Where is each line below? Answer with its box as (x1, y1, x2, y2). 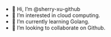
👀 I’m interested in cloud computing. (11, 12, 100, 19)
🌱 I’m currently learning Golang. (11, 18, 90, 25)
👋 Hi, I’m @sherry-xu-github (11, 6, 81, 12)
